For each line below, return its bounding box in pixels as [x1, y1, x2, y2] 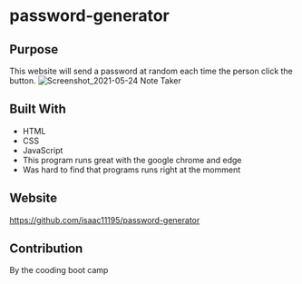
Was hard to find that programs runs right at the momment [22, 164, 241, 175]
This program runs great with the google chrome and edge [22, 154, 242, 165]
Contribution [9, 241, 83, 257]
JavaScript [22, 144, 63, 155]
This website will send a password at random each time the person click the [9, 65, 293, 76]
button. [9, 75, 36, 86]
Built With [9, 102, 66, 117]
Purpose [9, 42, 59, 57]
